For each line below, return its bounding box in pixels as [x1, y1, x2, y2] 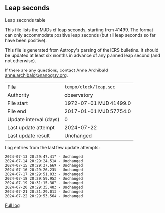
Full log [5, 202, 20, 208]
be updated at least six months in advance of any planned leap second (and [5, 52, 160, 58]
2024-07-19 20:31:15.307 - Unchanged [5, 180, 83, 185]
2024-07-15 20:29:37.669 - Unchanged [5, 163, 83, 168]
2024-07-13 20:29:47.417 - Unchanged [5, 154, 83, 159]
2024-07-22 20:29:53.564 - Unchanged [5, 193, 83, 198]
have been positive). [5, 37, 47, 43]
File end [7, 108, 26, 115]
